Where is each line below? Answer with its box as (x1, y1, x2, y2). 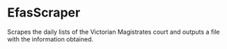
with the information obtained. (7, 35, 94, 43)
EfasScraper (7, 5, 81, 21)
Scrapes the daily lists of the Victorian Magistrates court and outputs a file (7, 28, 221, 36)
